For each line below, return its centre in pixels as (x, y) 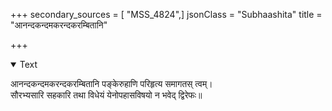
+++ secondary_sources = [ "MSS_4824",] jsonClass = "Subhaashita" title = (166, 14)
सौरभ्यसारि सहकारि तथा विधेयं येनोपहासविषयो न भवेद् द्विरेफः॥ (106, 95)
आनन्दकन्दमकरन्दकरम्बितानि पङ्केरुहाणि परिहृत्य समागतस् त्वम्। (111, 83)
